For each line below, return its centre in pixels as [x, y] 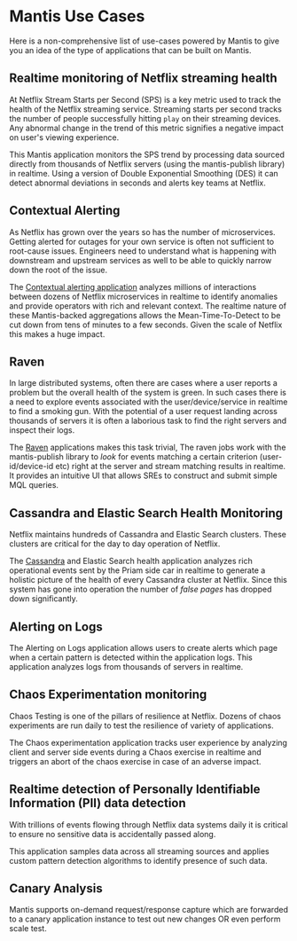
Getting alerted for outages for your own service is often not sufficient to [142, 241]
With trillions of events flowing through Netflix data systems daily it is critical [148, 824]
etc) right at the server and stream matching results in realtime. [171, 467]
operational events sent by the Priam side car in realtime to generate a [137, 570]
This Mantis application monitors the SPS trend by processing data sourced [147, 154]
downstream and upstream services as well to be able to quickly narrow [141, 260]
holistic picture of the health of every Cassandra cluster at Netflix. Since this [148, 580]
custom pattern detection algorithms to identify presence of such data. [138, 860]
